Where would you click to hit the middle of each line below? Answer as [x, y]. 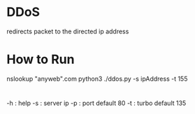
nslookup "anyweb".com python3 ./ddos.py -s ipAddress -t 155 [97, 79]
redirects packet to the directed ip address [68, 31]
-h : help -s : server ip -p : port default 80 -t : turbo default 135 [96, 103]
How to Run [41, 59]
